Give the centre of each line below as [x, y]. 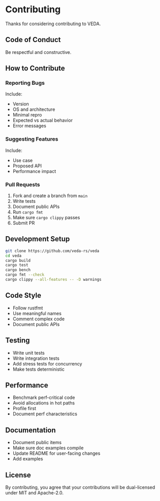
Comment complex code [39, 319]
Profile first [25, 409]
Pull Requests [23, 184]
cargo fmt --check [25, 275]
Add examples [28, 459]
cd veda [14, 256]
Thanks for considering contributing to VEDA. [53, 24]
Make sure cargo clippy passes [46, 218]
